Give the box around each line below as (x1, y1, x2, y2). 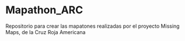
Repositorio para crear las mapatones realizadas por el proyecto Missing (5, 23, 180, 29)
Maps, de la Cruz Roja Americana (5, 28, 86, 35)
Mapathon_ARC (5, 3, 83, 17)
